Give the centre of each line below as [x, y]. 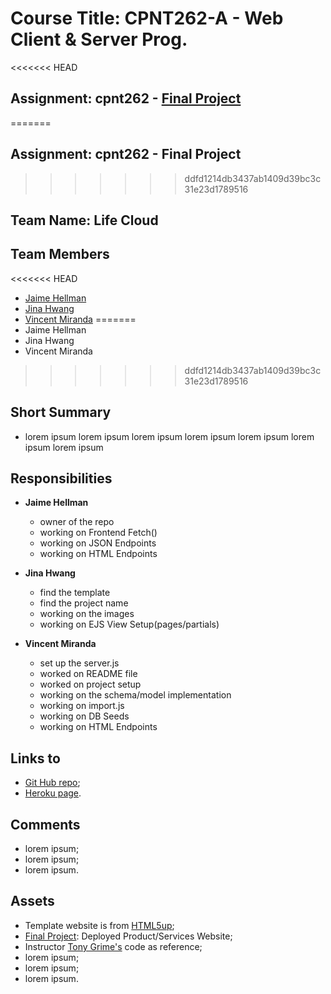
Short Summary [61, 412]
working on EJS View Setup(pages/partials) [129, 624]
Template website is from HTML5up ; [99, 925]
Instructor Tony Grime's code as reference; [113, 946]
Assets [32, 901]
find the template [75, 593]
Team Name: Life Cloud [84, 220]
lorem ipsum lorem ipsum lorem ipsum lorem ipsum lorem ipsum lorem [169, 436]
